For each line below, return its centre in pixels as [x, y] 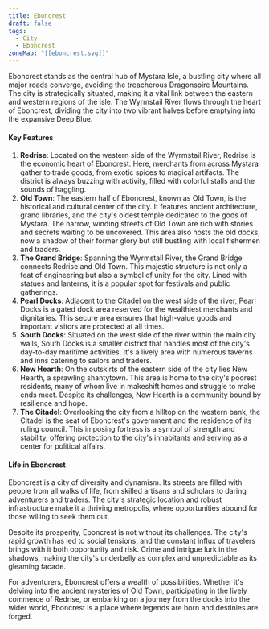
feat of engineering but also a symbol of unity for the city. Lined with [133, 275]
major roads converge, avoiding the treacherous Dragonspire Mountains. [128, 85]
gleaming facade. [37, 567]
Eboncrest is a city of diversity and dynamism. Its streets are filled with [125, 482]
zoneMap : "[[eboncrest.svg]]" [59, 53]
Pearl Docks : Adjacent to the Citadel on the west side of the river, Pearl [138, 301]
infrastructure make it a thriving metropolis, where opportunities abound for [133, 508]
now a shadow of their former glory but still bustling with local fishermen [140, 241]
